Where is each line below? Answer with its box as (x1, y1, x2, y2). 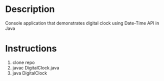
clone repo (12, 59, 35, 65)
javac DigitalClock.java (12, 64, 59, 70)
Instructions (5, 43, 57, 54)
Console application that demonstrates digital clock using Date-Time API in (5, 20, 159, 26)
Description (5, 3, 55, 15)
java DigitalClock (12, 70, 47, 76)
